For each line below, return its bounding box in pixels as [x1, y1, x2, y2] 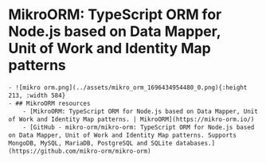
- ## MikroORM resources [8, 99, 91, 107]
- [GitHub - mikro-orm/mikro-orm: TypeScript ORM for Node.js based [22, 123, 255, 131]
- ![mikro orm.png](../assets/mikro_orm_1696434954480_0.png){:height [8, 83, 248, 91]
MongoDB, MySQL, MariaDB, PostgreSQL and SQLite [8, 139, 173, 147]
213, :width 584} [8, 91, 66, 99]
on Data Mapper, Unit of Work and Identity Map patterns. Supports [8, 131, 237, 139]
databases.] [175, 139, 216, 147]
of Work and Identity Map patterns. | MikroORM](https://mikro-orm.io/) [8, 115, 255, 123]
